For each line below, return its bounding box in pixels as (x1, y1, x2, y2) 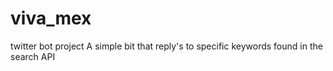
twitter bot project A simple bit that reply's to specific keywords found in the (10, 40, 323, 52)
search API (10, 50, 56, 62)
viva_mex (10, 7, 92, 30)
